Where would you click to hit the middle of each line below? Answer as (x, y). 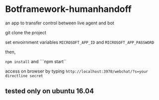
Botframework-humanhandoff (68, 9)
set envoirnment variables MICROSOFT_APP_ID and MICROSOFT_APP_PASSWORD (80, 42)
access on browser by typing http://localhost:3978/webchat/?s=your (77, 71)
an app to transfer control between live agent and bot (60, 23)
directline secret (24, 76)
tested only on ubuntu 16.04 (50, 91)
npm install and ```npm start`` (36, 61)
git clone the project (26, 32)
